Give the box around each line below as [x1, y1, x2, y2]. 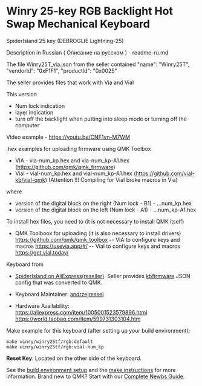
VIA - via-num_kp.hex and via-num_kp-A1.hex [15, 156, 130, 164]
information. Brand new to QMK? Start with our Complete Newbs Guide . [6, 373, 185, 380]
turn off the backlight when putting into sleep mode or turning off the [15, 115, 187, 122]
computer [15, 121, 40, 128]
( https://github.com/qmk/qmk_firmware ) [15, 163, 116, 170]
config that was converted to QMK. [15, 279, 103, 286]
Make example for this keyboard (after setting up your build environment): [6, 327, 191, 334]
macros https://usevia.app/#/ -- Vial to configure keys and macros [15, 242, 180, 250]
